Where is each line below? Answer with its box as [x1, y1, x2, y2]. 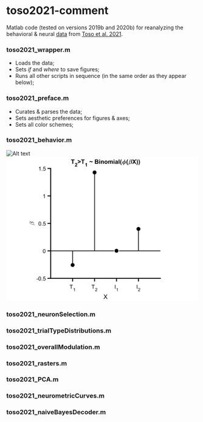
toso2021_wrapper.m [6, 45, 71, 54]
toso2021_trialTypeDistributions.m [6, 326, 111, 335]
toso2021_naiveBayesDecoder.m [6, 408, 106, 417]
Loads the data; [15, 59, 55, 67]
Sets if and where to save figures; [15, 66, 100, 73]
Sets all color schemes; [15, 121, 74, 128]
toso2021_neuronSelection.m [6, 310, 96, 318]
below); [15, 79, 35, 86]
